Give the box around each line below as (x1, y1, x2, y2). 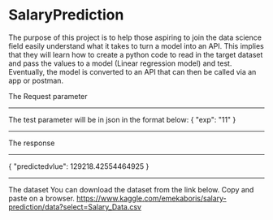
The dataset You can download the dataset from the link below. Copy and (8, 184, 254, 194)
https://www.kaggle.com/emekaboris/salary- (76, 193, 227, 203)
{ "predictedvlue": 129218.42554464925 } (8, 161, 149, 171)
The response (8, 138, 55, 148)
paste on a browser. (8, 193, 76, 203)
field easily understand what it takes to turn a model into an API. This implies (8, 41, 264, 50)
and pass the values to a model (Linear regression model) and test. (8, 58, 232, 68)
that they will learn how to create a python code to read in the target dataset (8, 50, 263, 59)
